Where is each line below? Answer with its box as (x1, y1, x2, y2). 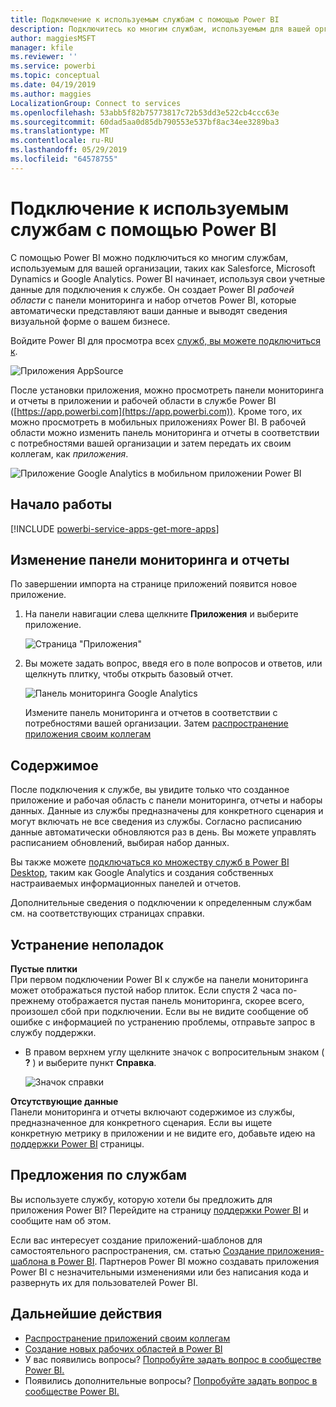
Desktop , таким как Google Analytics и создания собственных (10, 867, 274, 879)
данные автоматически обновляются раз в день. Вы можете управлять (10, 826, 317, 838)
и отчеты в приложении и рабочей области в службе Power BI (10, 394, 277, 406)
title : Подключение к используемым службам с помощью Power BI (10, 14, 280, 25)
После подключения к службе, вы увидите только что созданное (10, 784, 290, 796)
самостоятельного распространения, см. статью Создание (10, 1244, 265, 1256)
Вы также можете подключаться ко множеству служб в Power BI (10, 856, 290, 868)
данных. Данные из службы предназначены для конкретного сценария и (10, 805, 324, 817)
